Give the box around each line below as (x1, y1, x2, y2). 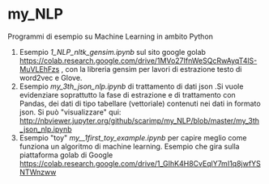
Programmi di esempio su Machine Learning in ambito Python (7, 31, 214, 41)
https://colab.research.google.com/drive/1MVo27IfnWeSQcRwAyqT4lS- (19, 56, 258, 65)
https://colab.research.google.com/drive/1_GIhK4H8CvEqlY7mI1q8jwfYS (19, 158, 261, 168)
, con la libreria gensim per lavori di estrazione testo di (61, 64, 242, 73)
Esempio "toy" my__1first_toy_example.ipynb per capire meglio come (19, 132, 247, 142)
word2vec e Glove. (19, 73, 83, 82)
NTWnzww (19, 167, 57, 177)
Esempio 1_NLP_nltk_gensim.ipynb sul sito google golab (19, 47, 206, 56)
